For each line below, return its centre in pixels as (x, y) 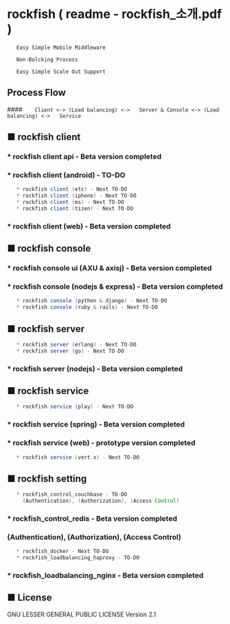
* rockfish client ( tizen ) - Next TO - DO (75, 208)
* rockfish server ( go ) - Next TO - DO (70, 351)
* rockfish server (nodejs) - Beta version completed (95, 368)
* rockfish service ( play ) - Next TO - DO (75, 407)
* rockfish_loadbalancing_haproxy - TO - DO (78, 558)
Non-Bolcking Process (47, 59)
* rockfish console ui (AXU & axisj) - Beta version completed (110, 268)
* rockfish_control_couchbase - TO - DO (72, 495)
